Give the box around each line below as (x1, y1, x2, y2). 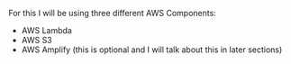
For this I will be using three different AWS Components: (8, 8, 217, 18)
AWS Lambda (21, 25, 73, 35)
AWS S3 (21, 35, 53, 45)
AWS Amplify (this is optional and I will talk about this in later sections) (21, 44, 283, 55)
